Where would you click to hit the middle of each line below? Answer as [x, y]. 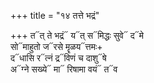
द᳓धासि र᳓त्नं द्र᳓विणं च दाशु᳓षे [58, 58]
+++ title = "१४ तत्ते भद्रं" [55, 15]
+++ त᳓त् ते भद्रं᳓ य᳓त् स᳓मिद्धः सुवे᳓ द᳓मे [77, 35]
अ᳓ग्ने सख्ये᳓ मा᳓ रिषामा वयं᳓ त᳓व [64, 69]
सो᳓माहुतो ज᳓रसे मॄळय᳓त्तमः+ [56, 46]
